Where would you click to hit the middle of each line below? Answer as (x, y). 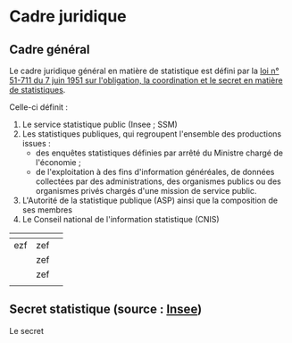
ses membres (47, 210)
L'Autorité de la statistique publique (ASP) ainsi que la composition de (150, 200)
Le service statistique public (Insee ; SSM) (100, 124)
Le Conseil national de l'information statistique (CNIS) (121, 219)
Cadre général (50, 50)
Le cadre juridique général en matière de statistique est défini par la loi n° (144, 71)
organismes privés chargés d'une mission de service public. (146, 191)
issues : (36, 143)
